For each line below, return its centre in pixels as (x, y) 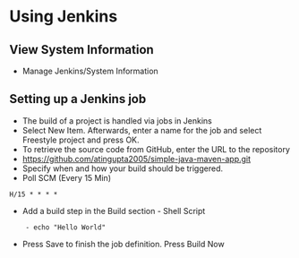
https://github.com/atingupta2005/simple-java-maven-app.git (137, 159)
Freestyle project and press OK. (81, 140)
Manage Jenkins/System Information (90, 71)
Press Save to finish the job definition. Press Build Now (124, 244)
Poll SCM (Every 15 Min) (67, 177)
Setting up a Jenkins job (78, 99)
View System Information (81, 50)
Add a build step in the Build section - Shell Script (114, 211)
